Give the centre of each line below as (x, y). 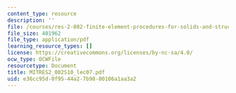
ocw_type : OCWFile (34, 59)
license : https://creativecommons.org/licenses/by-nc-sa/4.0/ (100, 53)
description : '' (31, 20)
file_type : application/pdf (48, 40)
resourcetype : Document (42, 66)
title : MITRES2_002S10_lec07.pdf (56, 72)
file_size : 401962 (34, 33)
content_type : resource (42, 14)
